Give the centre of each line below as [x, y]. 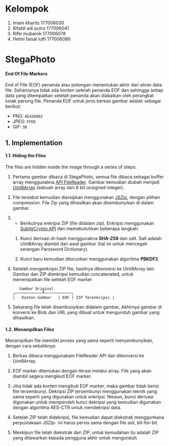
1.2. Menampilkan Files [30, 329]
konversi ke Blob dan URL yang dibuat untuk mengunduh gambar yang [86, 312]
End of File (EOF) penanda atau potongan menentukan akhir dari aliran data [84, 85]
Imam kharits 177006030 [38, 23]
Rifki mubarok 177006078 [39, 33]
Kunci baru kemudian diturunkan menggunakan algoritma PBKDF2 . [90, 259]
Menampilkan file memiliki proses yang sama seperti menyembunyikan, [79, 341]
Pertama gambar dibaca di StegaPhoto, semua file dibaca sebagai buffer [88, 176]
